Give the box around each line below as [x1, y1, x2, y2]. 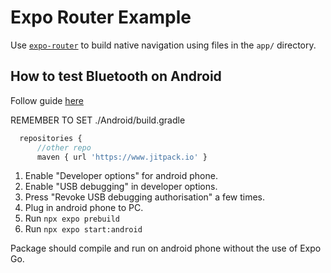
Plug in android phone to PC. [24, 202, 144, 214]
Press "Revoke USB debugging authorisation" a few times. [24, 191, 265, 203]
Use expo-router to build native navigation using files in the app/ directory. [10, 39, 317, 51]
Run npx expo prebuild [24, 212, 120, 225]
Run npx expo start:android [24, 223, 143, 235]
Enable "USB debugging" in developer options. [24, 181, 218, 193]
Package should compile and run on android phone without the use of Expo [10, 242, 322, 255]
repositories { [19, 133, 83, 143]
